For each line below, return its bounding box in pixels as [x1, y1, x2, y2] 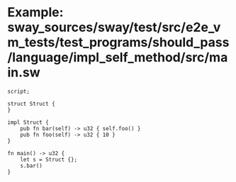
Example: [7, 4, 64, 21]
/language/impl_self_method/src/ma [7, 50, 228, 66]
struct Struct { [7, 100, 55, 107]
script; [7, 88, 30, 95]
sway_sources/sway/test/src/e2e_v [7, 19, 221, 35]
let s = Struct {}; [20, 156, 78, 163]
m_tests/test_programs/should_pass [7, 35, 230, 50]
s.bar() [20, 162, 43, 169]
